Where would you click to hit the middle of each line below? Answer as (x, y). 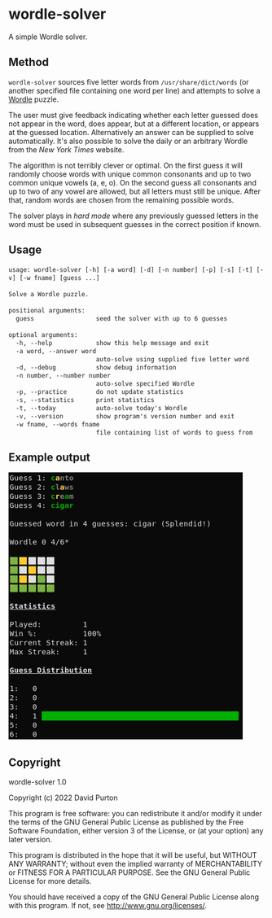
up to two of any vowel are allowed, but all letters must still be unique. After (134, 191)
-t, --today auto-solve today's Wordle (101, 408)
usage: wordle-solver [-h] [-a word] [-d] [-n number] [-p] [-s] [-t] (131, 269)
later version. (31, 840)
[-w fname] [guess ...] (59, 278)
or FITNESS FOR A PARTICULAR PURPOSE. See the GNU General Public (129, 872)
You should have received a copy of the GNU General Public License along (134, 897)
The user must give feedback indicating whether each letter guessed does (134, 115)
